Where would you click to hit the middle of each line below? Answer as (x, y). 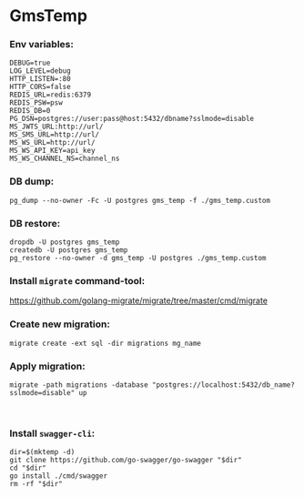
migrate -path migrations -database (79, 385)
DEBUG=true (30, 63)
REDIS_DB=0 (30, 111)
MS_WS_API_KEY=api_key (52, 151)
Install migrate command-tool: (77, 281)
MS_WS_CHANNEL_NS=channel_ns (65, 159)
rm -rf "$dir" (36, 484)
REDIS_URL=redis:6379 (51, 95)
